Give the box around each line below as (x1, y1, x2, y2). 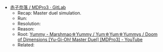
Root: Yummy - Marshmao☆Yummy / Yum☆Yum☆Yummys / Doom (17, 31, 158, 37)
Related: (17, 42, 35, 47)
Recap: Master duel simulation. (17, 10, 82, 16)
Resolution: (17, 20, 41, 26)
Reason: (17, 26, 35, 31)
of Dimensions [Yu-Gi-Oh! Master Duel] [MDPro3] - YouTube (17, 36, 143, 42)
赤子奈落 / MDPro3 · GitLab (10, 4, 66, 10)
